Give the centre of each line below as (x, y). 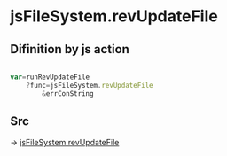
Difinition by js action (70, 49)
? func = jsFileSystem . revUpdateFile (90, 85)
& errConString (68, 94)
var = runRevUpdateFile (50, 77)
